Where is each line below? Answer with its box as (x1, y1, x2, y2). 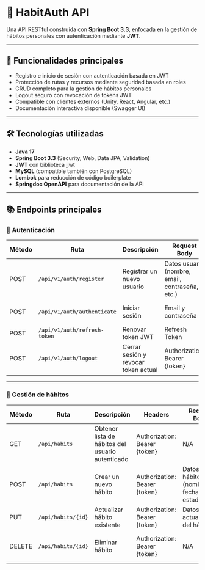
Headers (143, 410, 170, 418)
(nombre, (164, 267, 191, 276)
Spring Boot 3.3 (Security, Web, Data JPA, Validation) (15, 154, 151, 161)
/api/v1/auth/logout (38, 355, 98, 362)
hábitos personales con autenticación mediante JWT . (6, 32, 141, 39)
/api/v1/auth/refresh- (38, 327, 104, 334)
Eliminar (94, 538, 118, 546)
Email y (164, 304, 185, 312)
